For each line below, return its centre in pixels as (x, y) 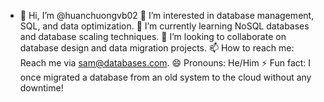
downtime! (41, 88)
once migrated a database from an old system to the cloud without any (165, 77)
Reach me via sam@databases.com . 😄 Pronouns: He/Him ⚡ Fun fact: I (165, 63)
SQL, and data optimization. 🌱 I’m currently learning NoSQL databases (164, 26)
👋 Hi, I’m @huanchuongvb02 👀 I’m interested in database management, (167, 15)
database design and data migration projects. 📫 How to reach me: (157, 48)
